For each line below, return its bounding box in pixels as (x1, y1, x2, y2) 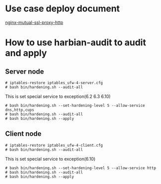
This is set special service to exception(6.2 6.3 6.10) (5, 93, 111, 99)
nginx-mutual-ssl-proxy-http (5, 19, 63, 25)
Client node (5, 130, 42, 138)
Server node (5, 67, 45, 76)
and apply (5, 48, 47, 59)
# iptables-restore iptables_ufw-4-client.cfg (5, 143, 103, 148)
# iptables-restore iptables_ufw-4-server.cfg (5, 80, 103, 85)
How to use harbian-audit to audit (5, 37, 146, 48)
